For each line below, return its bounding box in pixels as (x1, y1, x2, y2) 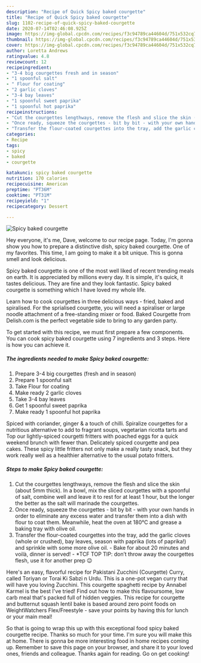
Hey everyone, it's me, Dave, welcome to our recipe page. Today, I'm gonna (6, 237, 193, 244)
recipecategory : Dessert (6, 203, 68, 210)
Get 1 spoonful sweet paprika (14, 402, 87, 409)
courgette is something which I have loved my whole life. (6, 286, 147, 293)
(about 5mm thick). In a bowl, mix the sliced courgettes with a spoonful (14, 487, 190, 494)
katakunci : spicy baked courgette (6, 170, 93, 176)
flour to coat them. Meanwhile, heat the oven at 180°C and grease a (14, 519, 182, 526)
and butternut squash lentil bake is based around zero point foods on (6, 600, 176, 608)
